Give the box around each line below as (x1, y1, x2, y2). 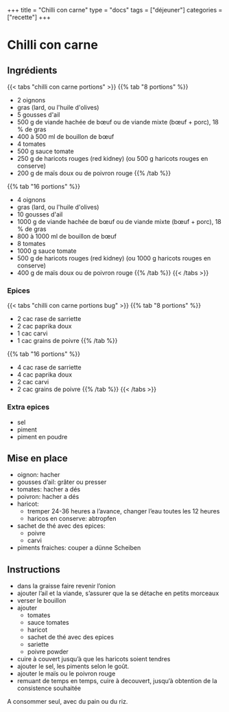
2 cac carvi (16, 378, 49, 386)
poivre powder (27, 647, 69, 656)
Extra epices (7, 402, 50, 412)
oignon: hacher (16, 471, 60, 479)
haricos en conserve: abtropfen (27, 515, 117, 523)
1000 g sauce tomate (16, 247, 77, 255)
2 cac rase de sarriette (16, 315, 82, 323)
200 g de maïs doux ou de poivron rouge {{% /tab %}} (16, 169, 171, 177)
